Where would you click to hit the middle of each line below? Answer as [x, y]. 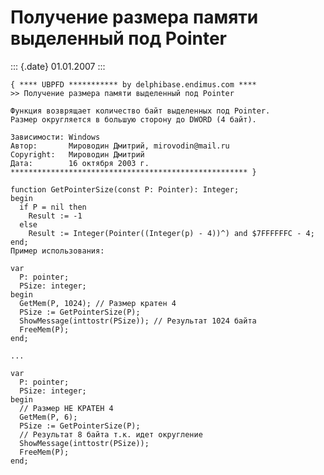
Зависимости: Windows [55, 137]
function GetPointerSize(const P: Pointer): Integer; [125, 189]
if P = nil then [53, 207]
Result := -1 [55, 216]
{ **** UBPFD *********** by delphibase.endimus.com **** [133, 84]
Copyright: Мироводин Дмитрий [77, 154]
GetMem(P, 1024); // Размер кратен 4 [98, 303]
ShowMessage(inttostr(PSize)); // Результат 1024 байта [138, 321]
